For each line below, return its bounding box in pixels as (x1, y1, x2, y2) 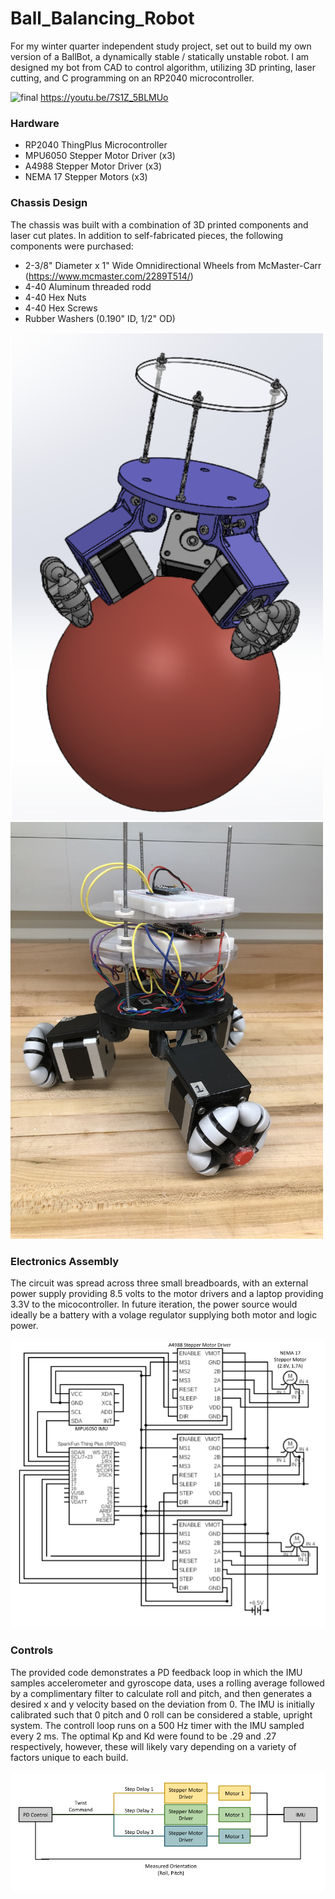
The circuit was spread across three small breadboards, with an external (10, 1277, 309, 1289)
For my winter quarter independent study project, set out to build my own (10, 40, 312, 52)
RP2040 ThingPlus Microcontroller (24, 139, 168, 151)
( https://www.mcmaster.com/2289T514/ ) (24, 270, 194, 282)
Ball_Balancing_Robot (10, 7, 195, 30)
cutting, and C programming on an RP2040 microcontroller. (10, 72, 255, 84)
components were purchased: (10, 240, 134, 252)
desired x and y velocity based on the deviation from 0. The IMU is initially (10, 1698, 315, 1710)
